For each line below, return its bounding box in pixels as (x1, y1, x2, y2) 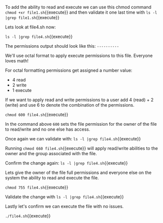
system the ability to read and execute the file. (5, 175, 99, 181)
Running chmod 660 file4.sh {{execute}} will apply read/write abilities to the (5, 145, 158, 151)
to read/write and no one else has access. (5, 126, 90, 132)
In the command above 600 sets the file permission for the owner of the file (5, 121, 157, 127)
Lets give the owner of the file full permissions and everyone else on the (5, 169, 152, 175)
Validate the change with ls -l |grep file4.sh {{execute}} (5, 194, 124, 199)
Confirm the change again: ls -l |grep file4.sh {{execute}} (5, 160, 128, 166)
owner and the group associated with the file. (5, 151, 97, 156)
